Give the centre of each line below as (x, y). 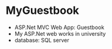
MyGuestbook (43, 11)
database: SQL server (42, 40)
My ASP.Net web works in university (60, 33)
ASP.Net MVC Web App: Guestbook (59, 27)
